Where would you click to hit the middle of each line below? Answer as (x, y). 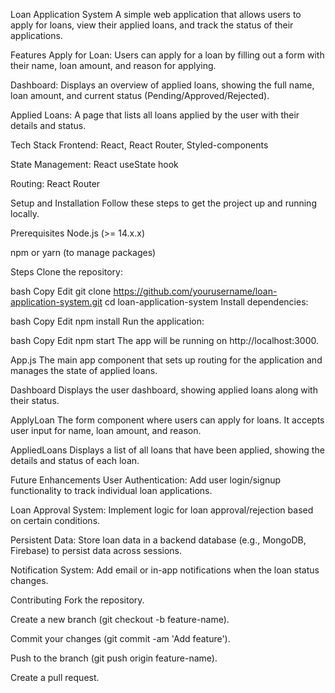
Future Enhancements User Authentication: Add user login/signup (146, 480)
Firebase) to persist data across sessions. (96, 550)
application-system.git (56, 302)
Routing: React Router (55, 183)
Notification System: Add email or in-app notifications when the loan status (165, 570)
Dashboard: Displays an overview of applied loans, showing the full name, (162, 85)
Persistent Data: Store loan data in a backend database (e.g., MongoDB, (158, 540)
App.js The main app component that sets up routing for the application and (166, 360)
